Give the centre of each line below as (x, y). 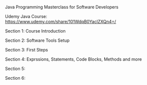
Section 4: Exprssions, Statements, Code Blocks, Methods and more (73, 59)
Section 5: (15, 68)
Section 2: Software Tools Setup (37, 40)
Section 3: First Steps (27, 50)
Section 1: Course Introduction (35, 31)
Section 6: (15, 78)
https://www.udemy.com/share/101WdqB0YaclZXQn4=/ (61, 22)
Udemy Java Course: (26, 16)
